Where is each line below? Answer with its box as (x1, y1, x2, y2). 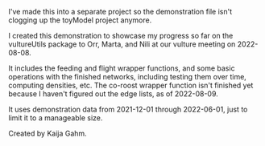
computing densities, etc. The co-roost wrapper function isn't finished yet (8, 80, 254, 90)
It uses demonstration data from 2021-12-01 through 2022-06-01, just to (8, 104, 248, 114)
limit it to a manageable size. (8, 113, 103, 123)
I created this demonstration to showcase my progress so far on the (8, 31, 234, 40)
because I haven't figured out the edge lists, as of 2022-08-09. (8, 89, 219, 99)
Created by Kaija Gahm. (8, 128, 87, 138)
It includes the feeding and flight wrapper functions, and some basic (8, 63, 235, 73)
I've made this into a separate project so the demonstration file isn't (8, 7, 233, 16)
